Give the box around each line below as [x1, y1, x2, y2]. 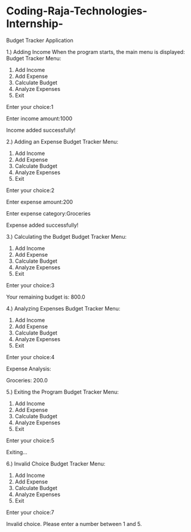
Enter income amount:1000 [6, 115, 73, 122]
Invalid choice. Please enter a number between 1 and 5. [6, 520, 142, 527]
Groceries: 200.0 [6, 376, 48, 384]
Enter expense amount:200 [6, 198, 73, 205]
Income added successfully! [6, 126, 76, 133]
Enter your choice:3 [6, 281, 55, 288]
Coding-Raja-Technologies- [6, 4, 147, 18]
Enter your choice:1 [6, 103, 54, 110]
